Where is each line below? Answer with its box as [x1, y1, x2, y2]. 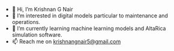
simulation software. [11, 31, 62, 38]
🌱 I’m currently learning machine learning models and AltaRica [11, 25, 166, 32]
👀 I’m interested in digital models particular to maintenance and [11, 12, 168, 19]
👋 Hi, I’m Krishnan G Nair [11, 6, 73, 13]
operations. [11, 19, 41, 25]
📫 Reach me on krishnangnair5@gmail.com [11, 38, 121, 45]
